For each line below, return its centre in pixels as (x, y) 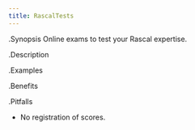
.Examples (25, 70)
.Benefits (23, 86)
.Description (29, 54)
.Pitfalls (21, 101)
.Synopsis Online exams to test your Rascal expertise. (98, 39)
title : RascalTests (41, 16)
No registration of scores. (63, 117)
